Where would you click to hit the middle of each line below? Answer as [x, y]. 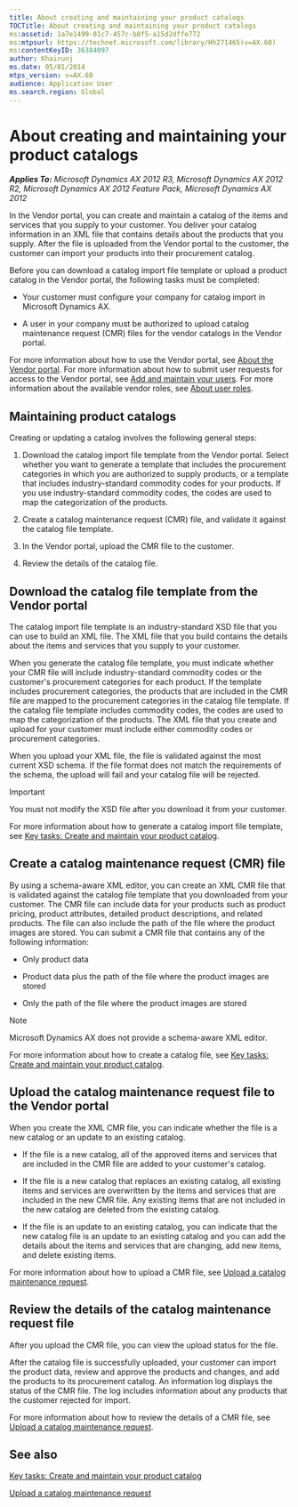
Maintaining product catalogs [93, 416]
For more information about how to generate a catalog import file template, [146, 826]
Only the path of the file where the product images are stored [134, 1003]
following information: [49, 942]
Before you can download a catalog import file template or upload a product [148, 270]
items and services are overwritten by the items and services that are [149, 1190]
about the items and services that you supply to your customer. [125, 646]
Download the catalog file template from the [134, 591]
